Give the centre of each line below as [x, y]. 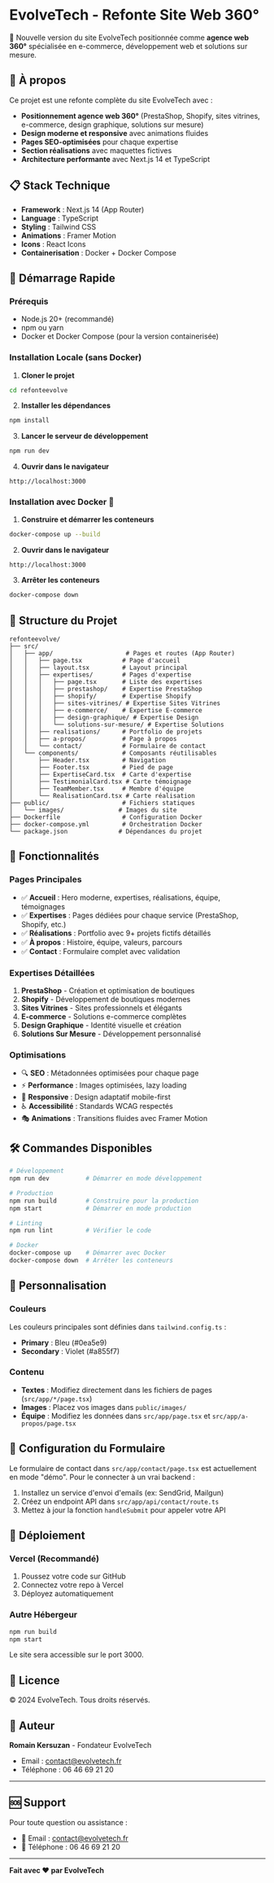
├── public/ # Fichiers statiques [102, 804]
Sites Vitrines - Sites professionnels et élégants [101, 1008]
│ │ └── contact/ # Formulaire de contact [108, 747]
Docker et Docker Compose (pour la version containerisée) [120, 336]
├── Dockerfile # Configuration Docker [106, 817]
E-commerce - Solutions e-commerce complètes [104, 1017]
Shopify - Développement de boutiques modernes [106, 1000]
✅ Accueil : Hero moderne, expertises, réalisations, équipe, [120, 897]
